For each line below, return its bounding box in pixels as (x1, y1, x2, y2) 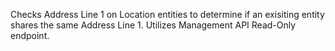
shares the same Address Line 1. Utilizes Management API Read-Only (10, 19, 297, 31)
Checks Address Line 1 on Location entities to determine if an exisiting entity (10, 9, 325, 20)
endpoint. (10, 30, 50, 41)
